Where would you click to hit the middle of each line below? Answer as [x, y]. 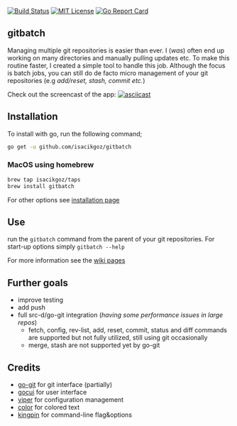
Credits [24, 367]
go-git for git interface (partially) [65, 384]
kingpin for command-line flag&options [75, 415]
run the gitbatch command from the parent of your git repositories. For [111, 239]
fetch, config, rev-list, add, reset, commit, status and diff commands [128, 330]
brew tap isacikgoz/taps [44, 180]
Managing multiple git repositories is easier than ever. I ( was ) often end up [116, 50]
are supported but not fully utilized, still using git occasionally [118, 338]
